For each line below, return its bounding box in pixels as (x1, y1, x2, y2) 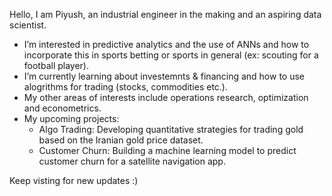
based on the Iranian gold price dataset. (38, 134, 204, 146)
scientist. (9, 19, 47, 31)
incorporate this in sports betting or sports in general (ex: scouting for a (23, 49, 319, 61)
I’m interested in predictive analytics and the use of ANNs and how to (23, 39, 310, 50)
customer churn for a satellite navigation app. (38, 155, 226, 167)
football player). (23, 60, 90, 71)
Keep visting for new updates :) (9, 175, 139, 186)
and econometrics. (23, 102, 102, 114)
